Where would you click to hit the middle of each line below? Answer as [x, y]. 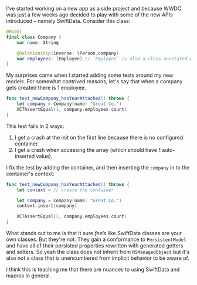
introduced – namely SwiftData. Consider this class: [68, 21]
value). [44, 156]
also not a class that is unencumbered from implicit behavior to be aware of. [98, 258]
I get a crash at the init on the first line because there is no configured [99, 137]
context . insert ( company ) [47, 206]
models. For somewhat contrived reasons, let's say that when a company [94, 82]
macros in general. [29, 276]
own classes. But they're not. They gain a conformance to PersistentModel [96, 239]
